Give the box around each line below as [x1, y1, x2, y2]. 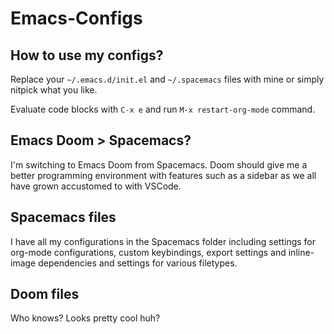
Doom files [10, 286, 80, 303]
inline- [288, 246, 315, 258]
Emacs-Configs [10, 7, 143, 30]
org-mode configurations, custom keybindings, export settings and [10, 246, 287, 258]
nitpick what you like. [10, 84, 98, 96]
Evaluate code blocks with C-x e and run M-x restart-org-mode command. [10, 103, 316, 115]
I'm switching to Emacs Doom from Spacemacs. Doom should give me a [10, 158, 308, 171]
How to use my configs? [10, 47, 164, 64]
